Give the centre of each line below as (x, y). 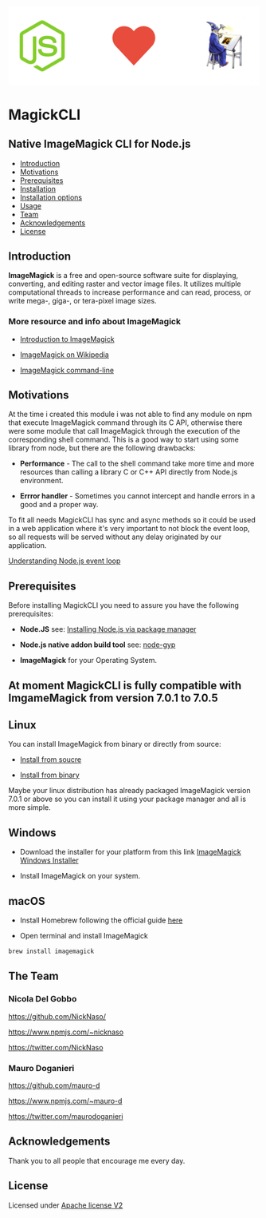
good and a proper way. (59, 505)
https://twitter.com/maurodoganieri (66, 1116)
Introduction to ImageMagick (67, 339)
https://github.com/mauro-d (54, 1085)
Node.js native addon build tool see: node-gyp (98, 645)
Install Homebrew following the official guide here (101, 920)
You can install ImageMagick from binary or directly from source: (115, 744)
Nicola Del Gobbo (43, 999)
